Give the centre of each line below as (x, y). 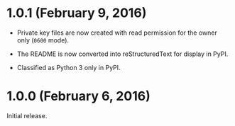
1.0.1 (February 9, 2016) (77, 13)
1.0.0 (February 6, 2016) (78, 96)
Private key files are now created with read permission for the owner (117, 33)
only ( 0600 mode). (43, 40)
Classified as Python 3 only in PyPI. (69, 67)
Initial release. (27, 115)
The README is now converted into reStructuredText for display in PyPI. (122, 54)
